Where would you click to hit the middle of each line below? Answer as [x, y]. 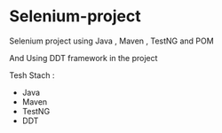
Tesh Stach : [32, 75]
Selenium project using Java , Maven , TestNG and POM [112, 41]
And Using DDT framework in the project [83, 58]
